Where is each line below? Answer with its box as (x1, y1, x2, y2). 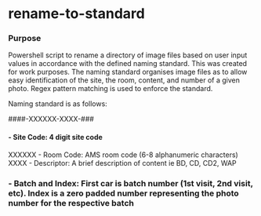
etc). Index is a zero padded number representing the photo (8, 188, 239, 199)
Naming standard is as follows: (8, 99, 107, 108)
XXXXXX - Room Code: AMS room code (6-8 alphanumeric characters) (8, 150, 239, 159)
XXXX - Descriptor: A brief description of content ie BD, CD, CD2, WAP (8, 158, 237, 167)
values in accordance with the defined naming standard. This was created (8, 59, 248, 68)
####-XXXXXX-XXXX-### (8, 115, 94, 124)
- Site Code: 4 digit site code (8, 133, 103, 142)
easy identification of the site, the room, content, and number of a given (8, 75, 241, 85)
